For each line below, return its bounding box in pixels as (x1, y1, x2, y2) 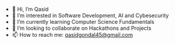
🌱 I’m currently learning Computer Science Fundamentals (11, 18, 155, 25)
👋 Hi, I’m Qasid (11, 6, 49, 12)
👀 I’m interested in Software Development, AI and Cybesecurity (11, 12, 169, 19)
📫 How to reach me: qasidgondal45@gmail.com (11, 32, 133, 38)
